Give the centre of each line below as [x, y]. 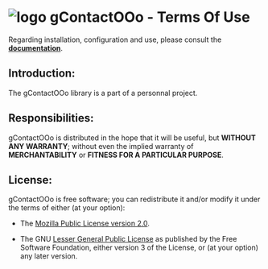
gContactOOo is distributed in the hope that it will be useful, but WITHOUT [132, 138]
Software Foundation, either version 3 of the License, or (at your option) [139, 248]
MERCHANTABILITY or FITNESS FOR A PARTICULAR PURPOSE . [116, 155]
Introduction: [42, 74]
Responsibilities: [51, 118]
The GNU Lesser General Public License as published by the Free [128, 239]
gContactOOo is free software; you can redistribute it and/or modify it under [134, 199]
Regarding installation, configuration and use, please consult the [115, 39]
